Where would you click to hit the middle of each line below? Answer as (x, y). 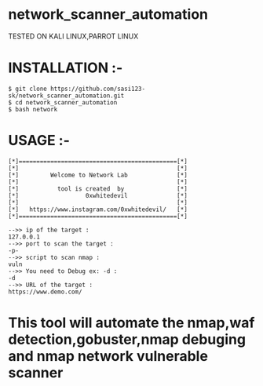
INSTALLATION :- (66, 68)
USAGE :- (39, 141)
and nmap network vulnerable (108, 356)
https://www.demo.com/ (45, 292)
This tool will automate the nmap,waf (131, 322)
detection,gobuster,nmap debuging (127, 340)
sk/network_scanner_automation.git (66, 96)
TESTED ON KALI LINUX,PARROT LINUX (73, 36)
